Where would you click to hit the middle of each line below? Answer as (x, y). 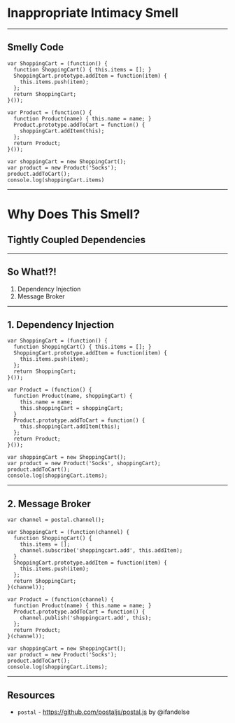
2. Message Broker (49, 503)
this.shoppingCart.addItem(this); (70, 427)
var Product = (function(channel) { (60, 600)
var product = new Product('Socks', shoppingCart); (84, 464)
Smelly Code (36, 47)
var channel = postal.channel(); (56, 520)
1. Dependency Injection (61, 325)
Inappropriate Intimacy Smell (93, 13)
